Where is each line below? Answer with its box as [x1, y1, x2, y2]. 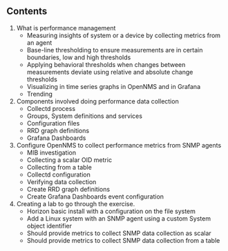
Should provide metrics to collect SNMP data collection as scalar [26, 229, 211, 237]
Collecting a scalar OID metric [26, 155, 112, 164]
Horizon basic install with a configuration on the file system [26, 207, 196, 215]
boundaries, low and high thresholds [26, 53, 131, 61]
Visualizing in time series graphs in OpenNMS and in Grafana [26, 82, 201, 90]
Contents [6, 6, 48, 17]
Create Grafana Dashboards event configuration [26, 192, 164, 201]
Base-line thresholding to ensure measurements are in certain [26, 46, 203, 54]
